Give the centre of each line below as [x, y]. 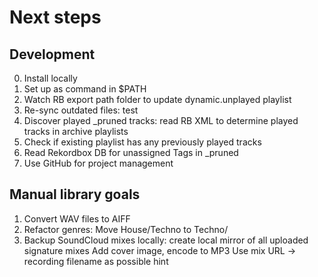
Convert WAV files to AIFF [77, 218]
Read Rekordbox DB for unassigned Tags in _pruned [131, 152]
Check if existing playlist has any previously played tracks [142, 142]
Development [52, 54]
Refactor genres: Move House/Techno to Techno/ [126, 229]
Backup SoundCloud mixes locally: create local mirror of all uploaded [166, 240]
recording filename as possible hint [96, 261]
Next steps [55, 17]
